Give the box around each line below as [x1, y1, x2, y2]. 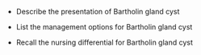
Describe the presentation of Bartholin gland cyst [15, 7, 180, 16]
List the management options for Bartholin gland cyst [15, 22, 193, 31]
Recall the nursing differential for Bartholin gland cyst [15, 37, 194, 47]
